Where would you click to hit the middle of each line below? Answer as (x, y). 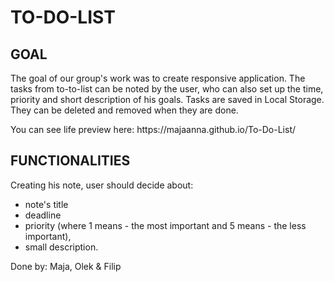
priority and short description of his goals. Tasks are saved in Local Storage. (167, 99)
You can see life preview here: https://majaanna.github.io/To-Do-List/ (153, 129)
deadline (43, 215)
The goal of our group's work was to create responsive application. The (158, 78)
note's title (46, 204)
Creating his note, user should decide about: (102, 185)
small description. (61, 247)
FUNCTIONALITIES (70, 161)
